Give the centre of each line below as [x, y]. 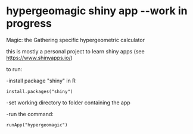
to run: [14, 69]
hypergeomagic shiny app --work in [97, 11]
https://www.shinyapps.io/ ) [40, 58]
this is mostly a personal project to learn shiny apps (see [75, 51]
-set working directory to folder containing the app [69, 103]
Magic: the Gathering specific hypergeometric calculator [75, 40]
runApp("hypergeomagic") [37, 125]
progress [29, 23]
